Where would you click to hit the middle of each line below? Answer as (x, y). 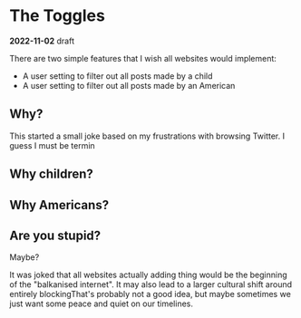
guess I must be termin (52, 145)
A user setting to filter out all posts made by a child (117, 76)
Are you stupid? (55, 235)
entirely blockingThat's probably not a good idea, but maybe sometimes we (150, 294)
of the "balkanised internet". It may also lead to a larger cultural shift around (151, 284)
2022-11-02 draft (42, 41)
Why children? (51, 174)
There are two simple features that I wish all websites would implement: (143, 58)
